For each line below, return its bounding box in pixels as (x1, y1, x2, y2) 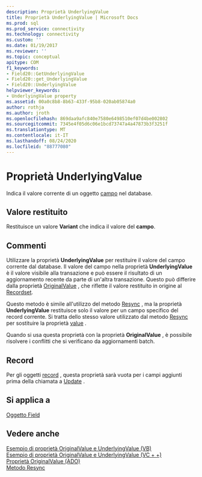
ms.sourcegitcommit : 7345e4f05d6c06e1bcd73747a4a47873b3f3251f (6, 121, 168, 127)
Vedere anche (6, 429, 60, 439)
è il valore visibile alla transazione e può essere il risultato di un (6, 269, 162, 277)
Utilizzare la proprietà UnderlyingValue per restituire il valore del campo (6, 257, 185, 264)
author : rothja (6, 104, 44, 110)
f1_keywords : (6, 65, 39, 71)
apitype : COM (6, 59, 39, 65)
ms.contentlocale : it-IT (6, 132, 69, 139)
